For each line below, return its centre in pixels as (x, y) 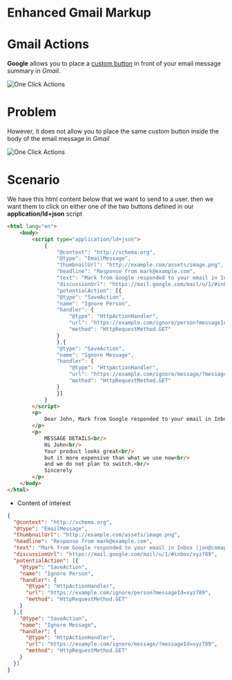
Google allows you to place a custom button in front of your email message (114, 64)
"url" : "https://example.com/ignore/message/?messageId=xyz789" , (121, 644)
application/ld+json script (45, 214)
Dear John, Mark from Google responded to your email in (128, 419)
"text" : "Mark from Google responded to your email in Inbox (103, 548)
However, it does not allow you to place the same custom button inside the (113, 131)
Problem (32, 112)
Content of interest (44, 503)
